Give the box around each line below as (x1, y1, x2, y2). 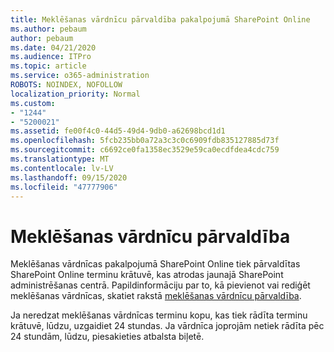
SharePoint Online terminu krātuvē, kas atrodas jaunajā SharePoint (10, 269, 284, 281)
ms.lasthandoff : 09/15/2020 (10, 172, 128, 183)
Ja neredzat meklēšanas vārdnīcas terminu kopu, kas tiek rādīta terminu (10, 309, 308, 321)
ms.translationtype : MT (10, 154, 110, 164)
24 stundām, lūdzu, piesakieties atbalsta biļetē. (10, 331, 205, 343)
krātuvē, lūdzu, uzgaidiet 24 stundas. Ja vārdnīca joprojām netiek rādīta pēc (10, 320, 325, 332)
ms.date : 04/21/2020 (10, 42, 97, 53)
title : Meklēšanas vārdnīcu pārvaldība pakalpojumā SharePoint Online (10, 14, 311, 25)
